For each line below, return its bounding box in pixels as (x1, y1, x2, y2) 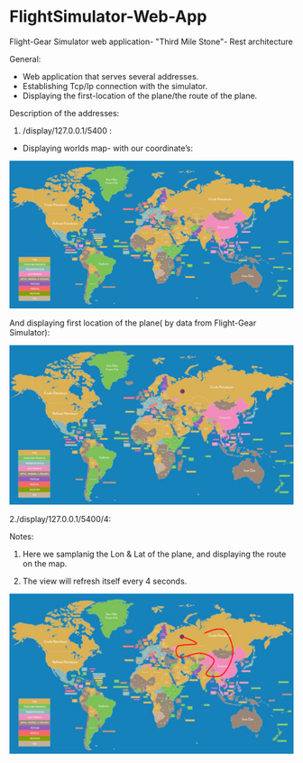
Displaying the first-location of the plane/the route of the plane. (22, 90, 258, 101)
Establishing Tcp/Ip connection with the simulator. (22, 80, 208, 91)
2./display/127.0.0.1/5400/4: (9, 514, 112, 525)
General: (9, 53, 41, 64)
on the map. (22, 558, 68, 569)
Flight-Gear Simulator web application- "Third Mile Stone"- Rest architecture (9, 36, 293, 47)
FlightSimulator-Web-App (9, 6, 207, 27)
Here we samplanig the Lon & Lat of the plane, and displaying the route (22, 548, 287, 560)
